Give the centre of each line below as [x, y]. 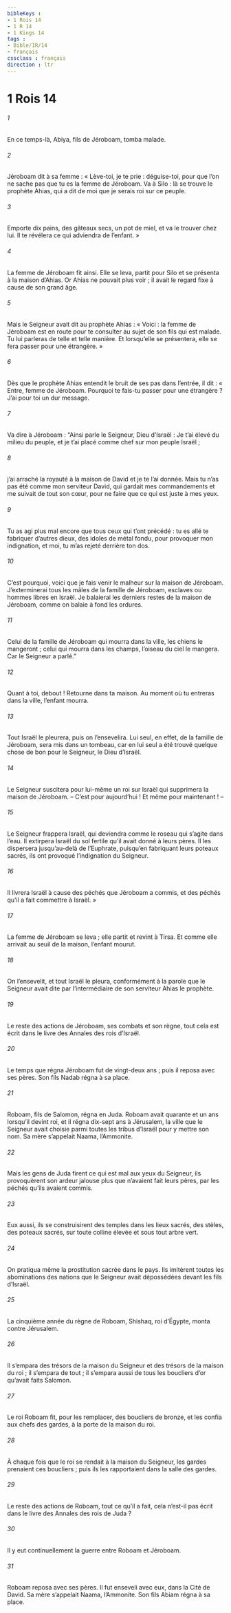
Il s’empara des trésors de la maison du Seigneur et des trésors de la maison [115, 1365]
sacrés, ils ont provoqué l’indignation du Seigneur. [78, 855]
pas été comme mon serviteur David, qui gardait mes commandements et [111, 486]
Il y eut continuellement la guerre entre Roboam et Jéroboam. [94, 1550]
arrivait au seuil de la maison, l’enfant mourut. [71, 944]
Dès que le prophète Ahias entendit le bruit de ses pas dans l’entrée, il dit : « [115, 383]
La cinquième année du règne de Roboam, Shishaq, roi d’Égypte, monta [109, 1321]
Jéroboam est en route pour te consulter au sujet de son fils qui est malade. [114, 332]
